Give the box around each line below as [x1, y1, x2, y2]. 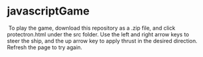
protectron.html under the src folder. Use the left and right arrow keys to [7, 30, 190, 38]
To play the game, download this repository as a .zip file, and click [8, 24, 175, 32]
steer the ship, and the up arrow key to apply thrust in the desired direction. [7, 37, 198, 44]
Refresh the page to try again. [7, 44, 82, 51]
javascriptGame [7, 4, 90, 18]
